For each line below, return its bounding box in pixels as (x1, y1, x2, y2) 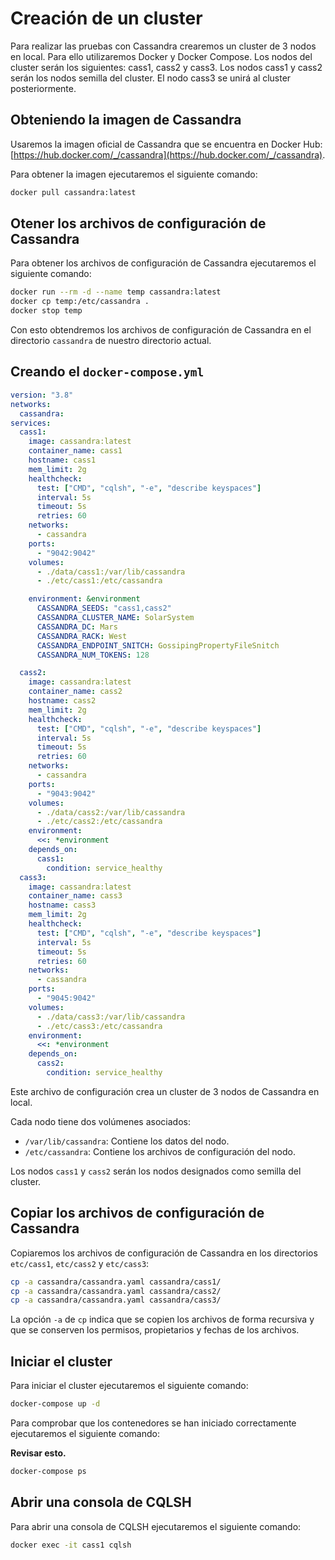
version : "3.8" (10, 390, 74, 400)
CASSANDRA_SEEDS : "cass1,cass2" (36, 603, 172, 614)
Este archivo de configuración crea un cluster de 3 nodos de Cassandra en (10, 1085, 320, 1097)
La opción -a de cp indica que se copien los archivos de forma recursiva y (10, 1313, 315, 1326)
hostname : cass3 (28, 900, 97, 911)
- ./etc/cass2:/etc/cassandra (36, 817, 163, 827)
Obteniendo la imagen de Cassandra (10, 112, 242, 129)
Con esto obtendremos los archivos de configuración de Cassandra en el (10, 324, 312, 336)
